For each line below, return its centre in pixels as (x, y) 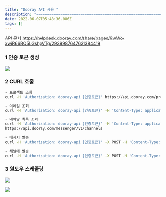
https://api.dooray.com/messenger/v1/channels (54, 129)
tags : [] (14, 23)
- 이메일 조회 (17, 106)
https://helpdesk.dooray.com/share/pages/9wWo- (74, 38)
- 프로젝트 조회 (19, 92)
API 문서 (13, 38)
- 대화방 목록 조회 (21, 119)
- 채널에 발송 (17, 151)
